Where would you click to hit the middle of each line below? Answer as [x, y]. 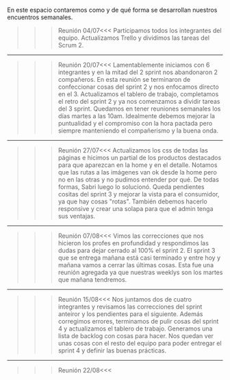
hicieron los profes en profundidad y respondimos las [133, 243]
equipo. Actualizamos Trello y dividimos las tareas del [134, 38]
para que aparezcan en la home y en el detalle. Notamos [138, 165]
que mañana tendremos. [92, 280]
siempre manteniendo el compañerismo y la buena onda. [138, 131]
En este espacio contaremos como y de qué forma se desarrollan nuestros [112, 10]
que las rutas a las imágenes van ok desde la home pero [137, 172]
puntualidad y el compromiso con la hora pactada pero [135, 123]
